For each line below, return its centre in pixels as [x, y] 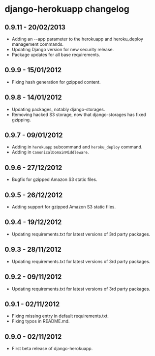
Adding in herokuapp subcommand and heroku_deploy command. [77, 147]
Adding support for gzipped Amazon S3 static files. [64, 207]
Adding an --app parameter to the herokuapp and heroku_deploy [77, 39]
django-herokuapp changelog [67, 9]
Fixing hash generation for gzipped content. [56, 82]
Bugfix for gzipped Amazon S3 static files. [54, 179]
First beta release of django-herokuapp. [52, 349]
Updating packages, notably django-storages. [58, 109]
